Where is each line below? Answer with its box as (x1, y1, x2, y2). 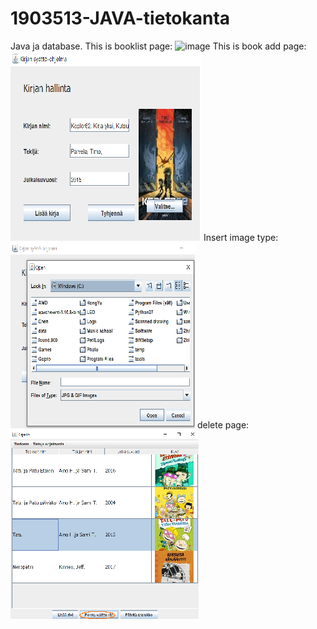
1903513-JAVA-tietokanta (10, 7, 231, 30)
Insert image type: (203, 231, 279, 243)
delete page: (196, 418, 250, 431)
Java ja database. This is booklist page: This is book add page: (10, 40, 307, 52)
